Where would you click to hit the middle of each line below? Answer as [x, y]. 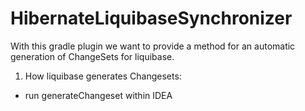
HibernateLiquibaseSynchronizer [151, 18]
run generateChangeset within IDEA [98, 95]
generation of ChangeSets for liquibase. [92, 56]
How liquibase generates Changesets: [103, 76]
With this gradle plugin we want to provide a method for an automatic [153, 46]
